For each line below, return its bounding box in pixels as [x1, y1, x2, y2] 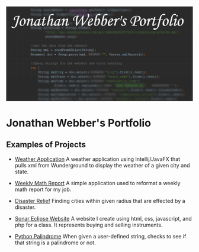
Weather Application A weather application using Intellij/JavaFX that [14, 155, 181, 163]
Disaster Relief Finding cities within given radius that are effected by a [14, 197, 185, 204]
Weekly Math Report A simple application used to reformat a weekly [14, 179, 181, 186]
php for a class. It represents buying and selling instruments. [14, 221, 163, 228]
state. [14, 168, 29, 175]
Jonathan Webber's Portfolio [6, 116, 152, 130]
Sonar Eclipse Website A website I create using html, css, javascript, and [14, 215, 192, 222]
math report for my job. [14, 186, 72, 193]
